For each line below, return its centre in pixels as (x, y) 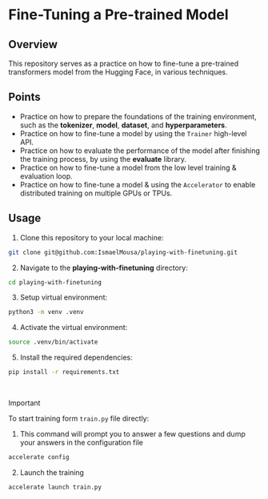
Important (24, 403)
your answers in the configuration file (82, 443)
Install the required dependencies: (76, 357)
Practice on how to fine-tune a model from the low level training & (128, 167)
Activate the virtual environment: (74, 328)
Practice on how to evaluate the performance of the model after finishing (140, 151)
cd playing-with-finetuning (55, 282)
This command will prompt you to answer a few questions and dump (132, 434)
